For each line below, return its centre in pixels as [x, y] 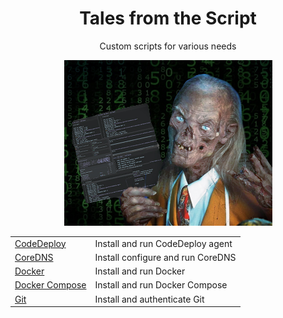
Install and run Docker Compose [161, 285]
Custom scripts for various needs [168, 46]
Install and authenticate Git [149, 299]
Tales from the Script [168, 18]
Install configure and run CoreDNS [165, 257]
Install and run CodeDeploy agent [163, 243]
